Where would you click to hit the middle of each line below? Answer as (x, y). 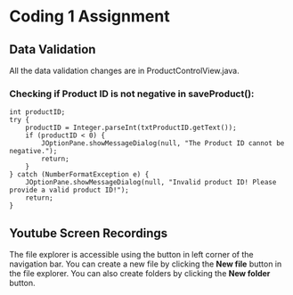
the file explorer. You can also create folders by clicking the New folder (140, 274)
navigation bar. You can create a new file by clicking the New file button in (146, 264)
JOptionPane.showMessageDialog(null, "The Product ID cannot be (163, 143)
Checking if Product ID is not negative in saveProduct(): (132, 94)
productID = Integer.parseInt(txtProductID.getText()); (131, 128)
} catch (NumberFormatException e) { (79, 175)
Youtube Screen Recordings (89, 233)
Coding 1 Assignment (90, 16)
